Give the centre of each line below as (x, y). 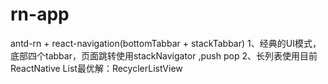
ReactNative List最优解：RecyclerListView (96, 68)
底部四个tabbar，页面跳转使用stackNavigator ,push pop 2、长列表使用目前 (164, 55)
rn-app (40, 14)
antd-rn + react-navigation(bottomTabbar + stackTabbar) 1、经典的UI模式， (166, 43)
